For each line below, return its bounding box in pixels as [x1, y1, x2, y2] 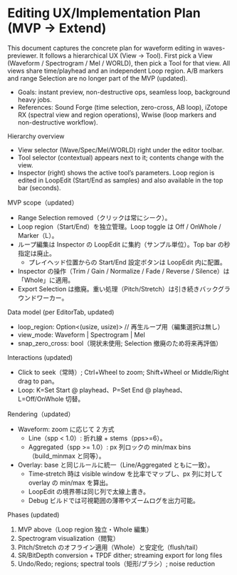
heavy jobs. [17, 95, 52, 104]
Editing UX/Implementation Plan [7, 5, 201, 21]
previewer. [7, 51, 38, 60]
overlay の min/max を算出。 [28, 478, 112, 487]
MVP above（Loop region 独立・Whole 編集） [17, 525, 153, 534]
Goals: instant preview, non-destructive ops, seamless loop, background [17, 88, 231, 96]
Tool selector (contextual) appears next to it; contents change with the [17, 153, 224, 162]
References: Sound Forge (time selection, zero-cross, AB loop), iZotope [17, 103, 228, 111]
